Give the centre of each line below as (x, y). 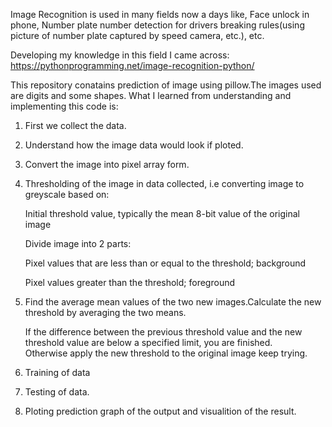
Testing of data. (57, 392)
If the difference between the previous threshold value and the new (163, 332)
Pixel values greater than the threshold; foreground (130, 282)
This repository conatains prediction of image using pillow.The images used (166, 85)
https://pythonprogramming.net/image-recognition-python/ (132, 65)
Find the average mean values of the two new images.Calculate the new (173, 302)
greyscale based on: (67, 194)
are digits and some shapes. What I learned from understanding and (151, 95)
